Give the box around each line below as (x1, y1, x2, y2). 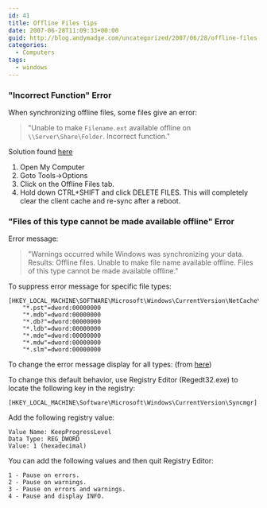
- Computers (15, 48, 56, 56)
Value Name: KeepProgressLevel (8, 429, 112, 436)
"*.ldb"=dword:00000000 (22, 325, 102, 333)
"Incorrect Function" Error (8, 89, 112, 100)
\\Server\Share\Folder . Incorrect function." (27, 132, 171, 142)
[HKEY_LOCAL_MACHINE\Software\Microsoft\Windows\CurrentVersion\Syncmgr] (8, 399, 258, 407)
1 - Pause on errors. (8, 471, 80, 479)
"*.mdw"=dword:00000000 (22, 339, 102, 347)
